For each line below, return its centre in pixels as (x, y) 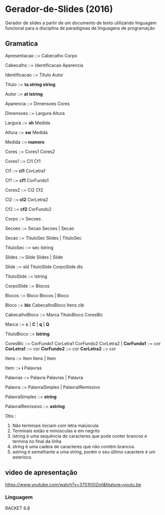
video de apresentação (41, 473)
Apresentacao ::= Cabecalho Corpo (41, 55)
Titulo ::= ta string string (30, 84)
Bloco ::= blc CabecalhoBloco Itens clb (45, 305)
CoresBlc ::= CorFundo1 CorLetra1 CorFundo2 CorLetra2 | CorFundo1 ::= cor (83, 343)
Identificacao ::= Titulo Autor (34, 75)
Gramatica (21, 44)
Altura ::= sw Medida (26, 132)
